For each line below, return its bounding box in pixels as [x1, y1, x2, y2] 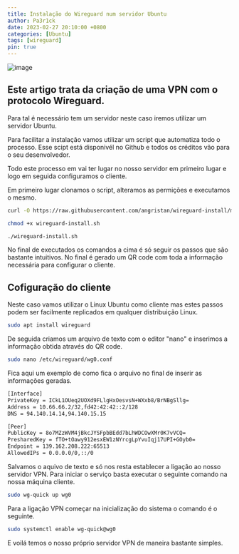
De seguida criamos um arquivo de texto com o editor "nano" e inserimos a [7, 334, 228, 343]
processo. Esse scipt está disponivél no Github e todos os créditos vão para [7, 143, 230, 151]
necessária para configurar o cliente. [7, 261, 116, 270]
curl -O [7, 207, 31, 214]
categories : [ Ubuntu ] [7, 30, 72, 38]
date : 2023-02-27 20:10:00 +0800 [7, 24, 107, 31]
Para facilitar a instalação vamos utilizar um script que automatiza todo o [7, 135, 221, 143]
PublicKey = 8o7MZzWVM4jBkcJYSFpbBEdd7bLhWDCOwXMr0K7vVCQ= [7, 429, 186, 437]
